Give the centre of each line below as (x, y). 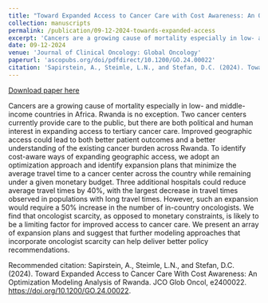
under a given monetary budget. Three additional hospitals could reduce (127, 182)
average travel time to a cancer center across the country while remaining (130, 173)
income (21, 114)
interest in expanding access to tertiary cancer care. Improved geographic (130, 131)
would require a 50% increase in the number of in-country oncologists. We (131, 207)
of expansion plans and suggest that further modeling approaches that (124, 233)
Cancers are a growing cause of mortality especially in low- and (113, 105)
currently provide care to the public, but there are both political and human (131, 122)
